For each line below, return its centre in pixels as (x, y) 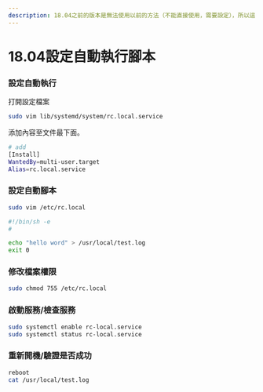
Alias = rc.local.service (47, 169)
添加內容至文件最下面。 (46, 132)
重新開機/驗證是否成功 (50, 356)
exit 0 (19, 250)
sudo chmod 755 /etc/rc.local (58, 289)
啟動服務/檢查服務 (42, 310)
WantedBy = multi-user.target (54, 162)
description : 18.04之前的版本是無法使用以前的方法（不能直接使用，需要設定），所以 (129, 15)
